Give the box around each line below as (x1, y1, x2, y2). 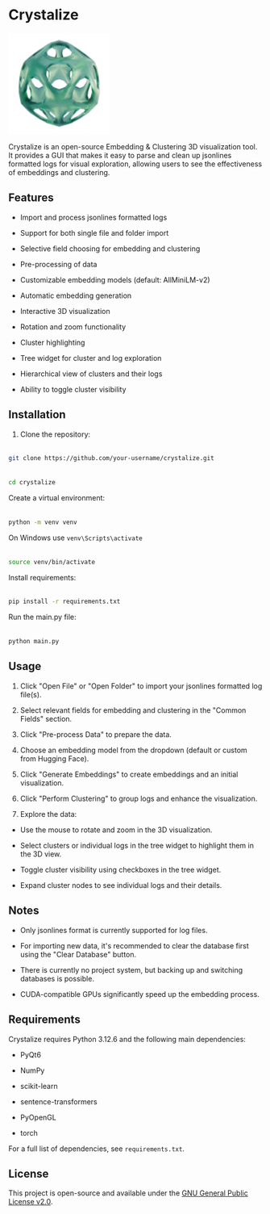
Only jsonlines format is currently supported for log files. (19, 925, 208, 935)
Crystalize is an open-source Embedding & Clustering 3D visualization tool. (8, 141, 258, 151)
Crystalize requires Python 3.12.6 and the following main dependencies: (8, 1034, 246, 1044)
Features (8, 191, 54, 205)
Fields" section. (19, 714, 73, 723)
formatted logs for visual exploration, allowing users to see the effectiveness (8, 159, 263, 169)
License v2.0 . (8, 1197, 53, 1207)
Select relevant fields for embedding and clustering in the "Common (19, 705, 247, 715)
